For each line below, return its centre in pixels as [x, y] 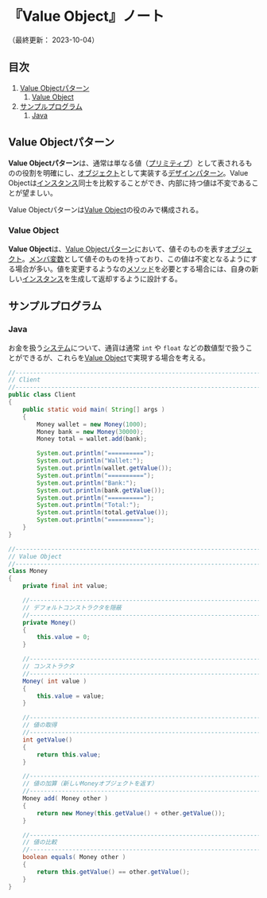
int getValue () [48, 740]
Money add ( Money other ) [66, 799]
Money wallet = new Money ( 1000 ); [92, 424]
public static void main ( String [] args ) [94, 409]
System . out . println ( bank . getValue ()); [101, 490]
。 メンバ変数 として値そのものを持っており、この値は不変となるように [136, 258]
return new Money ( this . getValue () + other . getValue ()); [131, 813]
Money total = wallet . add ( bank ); [92, 439]
